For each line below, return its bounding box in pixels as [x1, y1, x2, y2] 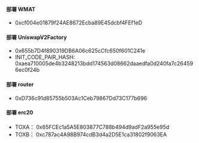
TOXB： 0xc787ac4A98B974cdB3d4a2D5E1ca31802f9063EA [14, 130, 167, 138]
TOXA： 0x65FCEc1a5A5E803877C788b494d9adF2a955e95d [14, 123, 170, 130]
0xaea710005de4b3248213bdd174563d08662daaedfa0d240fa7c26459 [14, 60, 194, 67]
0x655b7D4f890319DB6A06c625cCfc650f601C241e [14, 47, 146, 54]
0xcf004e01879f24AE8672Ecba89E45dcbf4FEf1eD [14, 19, 143, 26]
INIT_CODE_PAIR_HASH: [14, 54, 75, 61]
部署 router [6, 81, 34, 88]
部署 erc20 [6, 109, 34, 116]
